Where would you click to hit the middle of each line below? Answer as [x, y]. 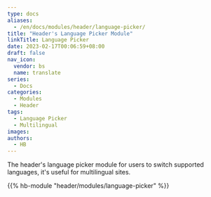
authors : [20, 138]
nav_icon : [22, 60]
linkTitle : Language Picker [48, 40]
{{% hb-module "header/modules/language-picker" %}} [88, 186]
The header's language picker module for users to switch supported [106, 165]
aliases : [20, 20]
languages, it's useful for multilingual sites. [69, 172]
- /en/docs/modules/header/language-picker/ [80, 27]
